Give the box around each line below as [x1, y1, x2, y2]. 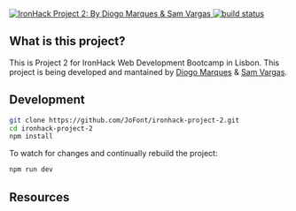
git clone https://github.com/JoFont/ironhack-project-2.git [9, 116, 240, 124]
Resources [9, 190, 70, 205]
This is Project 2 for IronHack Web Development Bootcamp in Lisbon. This [9, 57, 280, 68]
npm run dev [9, 165, 53, 174]
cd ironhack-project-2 [9, 124, 93, 132]
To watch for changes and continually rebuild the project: [9, 148, 218, 159]
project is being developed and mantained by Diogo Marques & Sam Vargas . [9, 66, 288, 77]
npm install [9, 132, 53, 141]
